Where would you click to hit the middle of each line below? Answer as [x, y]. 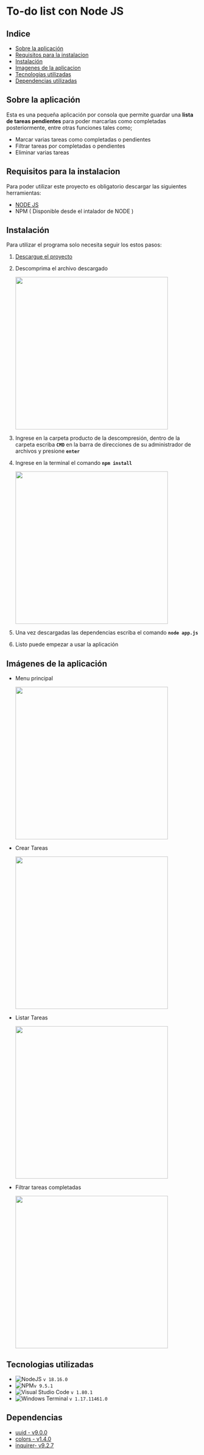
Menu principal [34, 678]
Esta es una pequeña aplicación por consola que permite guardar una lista [100, 115]
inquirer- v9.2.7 [34, 1445]
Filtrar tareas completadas [48, 1187]
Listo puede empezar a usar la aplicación [67, 644]
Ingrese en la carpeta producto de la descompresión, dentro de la [97, 438]
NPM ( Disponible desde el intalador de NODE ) [74, 211]
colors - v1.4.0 [33, 1439]
